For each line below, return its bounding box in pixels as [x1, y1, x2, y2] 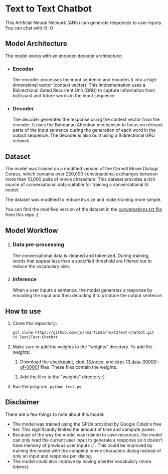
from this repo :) [5, 211, 39, 218]
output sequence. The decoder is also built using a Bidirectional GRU [12, 132, 155, 138]
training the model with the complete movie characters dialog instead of [12, 447, 161, 453]
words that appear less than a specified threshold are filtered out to [12, 258, 152, 264]
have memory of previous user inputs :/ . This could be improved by [12, 442, 153, 448]
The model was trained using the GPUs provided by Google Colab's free [12, 421, 162, 427]
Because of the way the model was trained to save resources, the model [12, 431, 162, 437]
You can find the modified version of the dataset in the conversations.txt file [5, 206, 162, 212]
